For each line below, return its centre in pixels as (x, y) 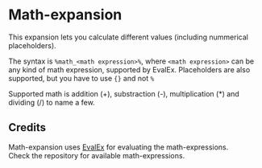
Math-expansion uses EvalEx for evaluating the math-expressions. (119, 147)
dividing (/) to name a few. (52, 102)
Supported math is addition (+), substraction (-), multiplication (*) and (124, 93)
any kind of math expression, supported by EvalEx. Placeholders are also (129, 69)
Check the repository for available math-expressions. (97, 155)
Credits (27, 127)
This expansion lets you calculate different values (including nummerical (128, 37)
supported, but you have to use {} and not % (81, 78)
